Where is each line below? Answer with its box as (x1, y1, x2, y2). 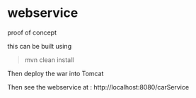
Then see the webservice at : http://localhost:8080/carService (7, 82, 190, 91)
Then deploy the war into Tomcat (7, 69, 104, 78)
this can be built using (7, 42, 72, 50)
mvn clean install (24, 55, 74, 64)
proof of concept (7, 28, 57, 37)
